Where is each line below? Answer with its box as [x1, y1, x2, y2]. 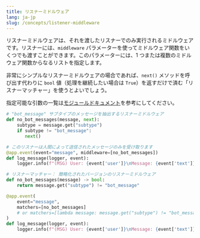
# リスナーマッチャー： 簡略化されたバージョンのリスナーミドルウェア [6, 171, 156, 177]
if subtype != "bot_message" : [17, 128, 92, 134]
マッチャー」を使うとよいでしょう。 [21, 87, 110, 94]
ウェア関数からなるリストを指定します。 [6, 59, 105, 66]
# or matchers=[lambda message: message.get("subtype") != [17, 209, 167, 216]
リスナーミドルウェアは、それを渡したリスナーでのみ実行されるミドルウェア [6, 37, 194, 44]
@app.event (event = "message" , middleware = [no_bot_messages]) [6, 149, 159, 155]
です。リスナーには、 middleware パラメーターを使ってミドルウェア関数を [6, 44, 185, 51]
